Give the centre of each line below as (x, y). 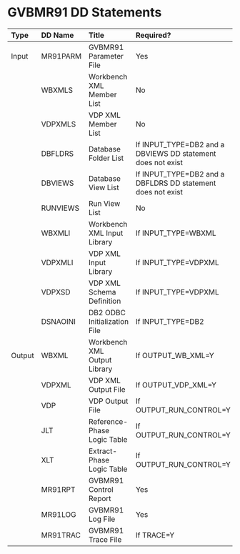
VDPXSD (56, 292)
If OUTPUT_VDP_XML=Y (176, 385)
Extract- (103, 451)
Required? (153, 35)
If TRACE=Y (155, 535)
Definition (105, 301)
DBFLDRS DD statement (176, 183)
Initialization (109, 321)
